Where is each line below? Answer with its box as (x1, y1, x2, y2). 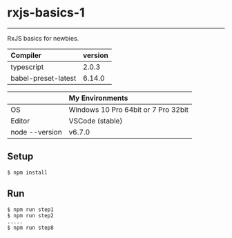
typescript (10, 62, 44, 72)
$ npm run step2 (7, 212, 54, 219)
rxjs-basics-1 (7, 5, 85, 21)
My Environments (68, 93, 128, 103)
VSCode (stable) (68, 116, 123, 126)
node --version (10, 127, 62, 137)
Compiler (10, 50, 42, 60)
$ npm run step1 (7, 206, 54, 213)
